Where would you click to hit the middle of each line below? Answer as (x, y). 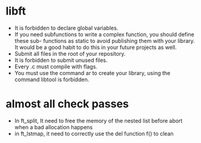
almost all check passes (68, 104)
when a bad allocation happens (54, 127)
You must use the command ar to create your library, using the (92, 73)
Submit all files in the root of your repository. (70, 53)
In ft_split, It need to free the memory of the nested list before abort (98, 121)
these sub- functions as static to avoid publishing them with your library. (104, 41)
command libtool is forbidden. (52, 79)
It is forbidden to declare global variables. (66, 28)
